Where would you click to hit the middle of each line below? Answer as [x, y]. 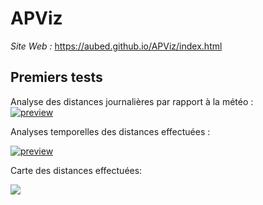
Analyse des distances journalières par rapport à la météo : [132, 101]
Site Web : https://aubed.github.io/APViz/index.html [116, 46]
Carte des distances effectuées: [76, 170]
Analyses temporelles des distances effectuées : [110, 131]
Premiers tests [56, 77]
